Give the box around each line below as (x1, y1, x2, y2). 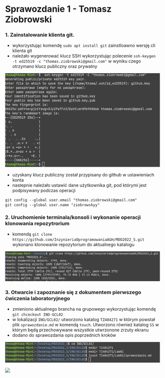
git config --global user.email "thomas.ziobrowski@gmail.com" (5, 198, 137, 203)
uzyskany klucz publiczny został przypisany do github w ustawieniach (12, 172, 155, 177)
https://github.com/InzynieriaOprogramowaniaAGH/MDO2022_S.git (12, 237, 145, 242)
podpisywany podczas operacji (12, 187, 76, 193)
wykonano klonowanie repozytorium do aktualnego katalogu (12, 242, 135, 248)
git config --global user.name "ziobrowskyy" (5, 203, 100, 207)
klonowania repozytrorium (5, 220, 70, 227)
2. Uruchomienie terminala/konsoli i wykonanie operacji (5, 214, 141, 221)
